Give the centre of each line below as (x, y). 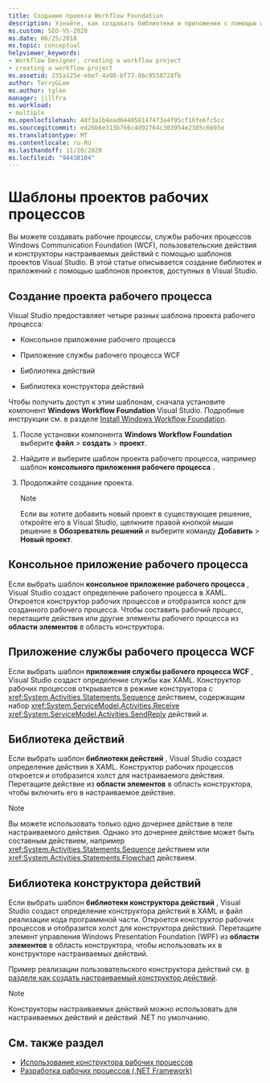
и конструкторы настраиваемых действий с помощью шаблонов (120, 254)
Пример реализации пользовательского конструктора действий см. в (129, 970)
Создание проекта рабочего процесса (110, 296)
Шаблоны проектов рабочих (108, 197)
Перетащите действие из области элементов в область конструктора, (131, 784)
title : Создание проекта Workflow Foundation (86, 16)
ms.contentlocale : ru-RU (50, 143)
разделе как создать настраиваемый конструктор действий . (113, 978)
